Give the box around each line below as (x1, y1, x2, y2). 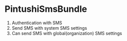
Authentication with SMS (11, 20, 62, 26)
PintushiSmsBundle (4, 3, 87, 15)
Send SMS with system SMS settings (11, 25, 87, 31)
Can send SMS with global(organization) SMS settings (11, 30, 122, 36)
